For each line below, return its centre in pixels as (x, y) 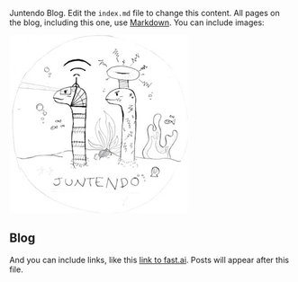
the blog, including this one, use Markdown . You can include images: (137, 22)
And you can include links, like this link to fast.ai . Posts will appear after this (149, 260)
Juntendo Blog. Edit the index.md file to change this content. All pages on (145, 13)
